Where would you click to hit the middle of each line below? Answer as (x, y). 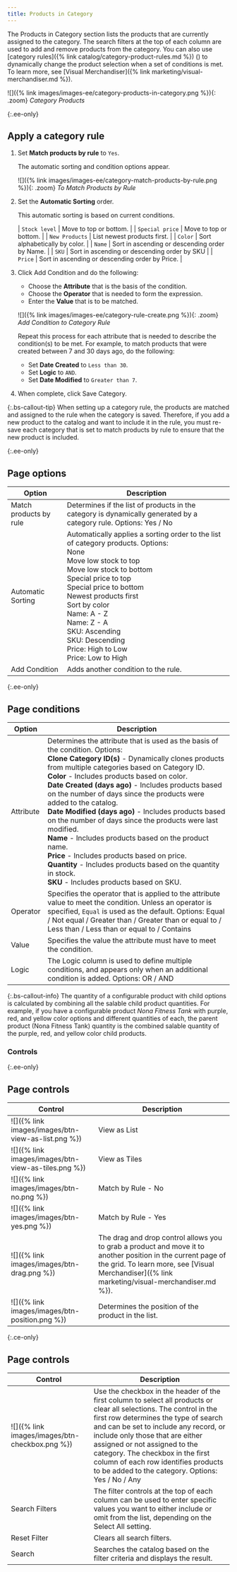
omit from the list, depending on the (152, 1518)
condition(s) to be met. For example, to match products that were (112, 344)
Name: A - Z (87, 614)
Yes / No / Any (117, 1479)
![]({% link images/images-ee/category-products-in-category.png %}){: (112, 93)
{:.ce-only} (23, 1337)
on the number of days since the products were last (133, 820)
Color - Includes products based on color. (118, 776)
